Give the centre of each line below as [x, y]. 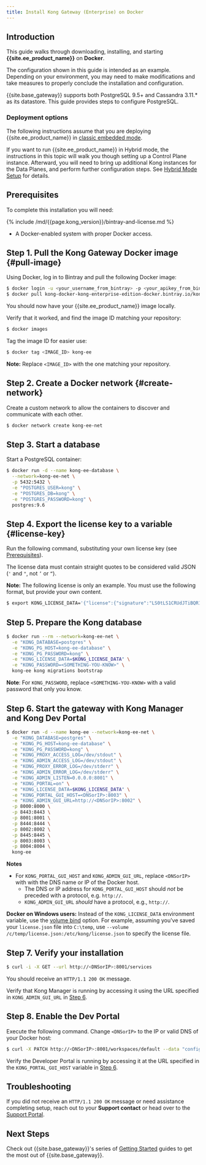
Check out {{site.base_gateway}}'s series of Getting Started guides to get [99, 1149]
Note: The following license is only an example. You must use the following [101, 585]
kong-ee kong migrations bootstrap [57, 671]
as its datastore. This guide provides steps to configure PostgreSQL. [93, 101]
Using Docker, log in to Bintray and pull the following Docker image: [91, 277]
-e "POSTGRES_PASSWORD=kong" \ [52, 499]
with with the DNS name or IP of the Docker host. [77, 882]
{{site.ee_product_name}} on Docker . [55, 58]
